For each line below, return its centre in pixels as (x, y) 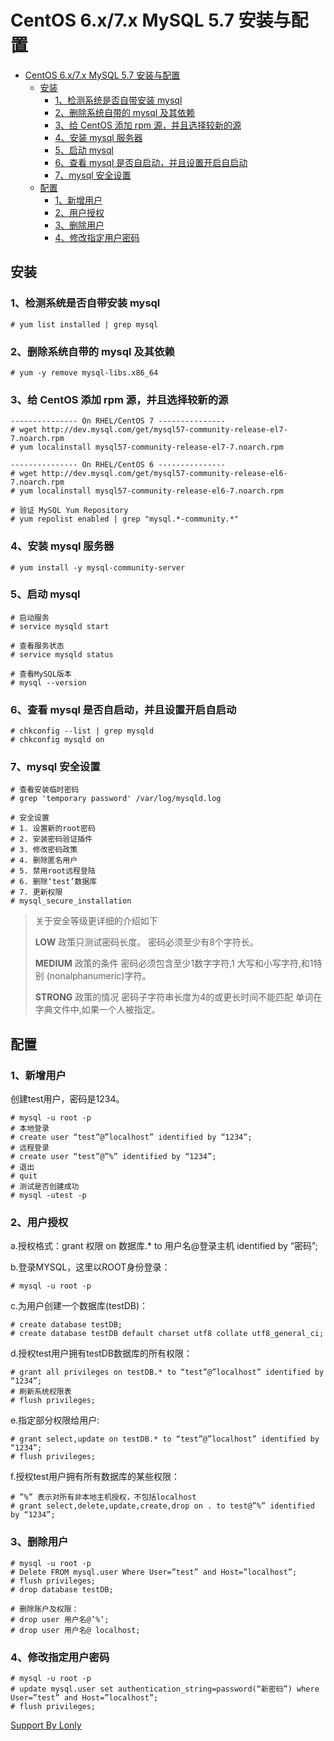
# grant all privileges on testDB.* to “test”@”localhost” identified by (167, 1372)
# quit (24, 1176)
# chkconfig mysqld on (57, 740)
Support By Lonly (46, 1725)
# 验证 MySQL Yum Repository (69, 511)
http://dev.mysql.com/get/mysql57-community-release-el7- (164, 430)
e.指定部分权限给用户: (55, 1420)
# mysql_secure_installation (71, 901)
